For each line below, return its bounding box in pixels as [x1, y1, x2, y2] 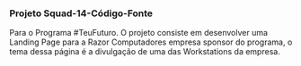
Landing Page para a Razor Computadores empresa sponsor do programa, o [9, 37, 293, 47]
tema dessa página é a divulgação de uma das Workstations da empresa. [9, 46, 280, 57]
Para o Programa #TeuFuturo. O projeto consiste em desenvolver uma [9, 28, 268, 38]
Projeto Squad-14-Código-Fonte [9, 7, 154, 20]
